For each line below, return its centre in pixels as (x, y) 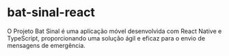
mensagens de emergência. (46, 45)
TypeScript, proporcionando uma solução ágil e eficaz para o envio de (106, 38)
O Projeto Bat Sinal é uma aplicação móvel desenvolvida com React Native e (114, 31)
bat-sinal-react (51, 12)
